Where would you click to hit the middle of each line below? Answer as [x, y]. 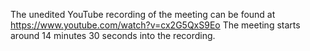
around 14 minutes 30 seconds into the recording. [113, 35]
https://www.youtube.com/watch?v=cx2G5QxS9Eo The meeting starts [155, 25]
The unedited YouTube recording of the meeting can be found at [143, 14]
